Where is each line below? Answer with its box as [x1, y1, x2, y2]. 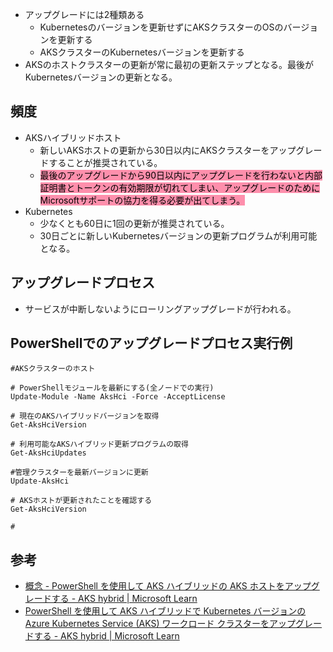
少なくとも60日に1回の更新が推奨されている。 [39, 217, 230, 229]
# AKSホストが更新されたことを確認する [10, 496, 153, 506]
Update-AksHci [10, 476, 70, 487]
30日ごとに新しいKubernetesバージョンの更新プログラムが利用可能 [39, 229, 318, 242]
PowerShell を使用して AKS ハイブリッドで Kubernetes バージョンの [24, 605, 307, 617]
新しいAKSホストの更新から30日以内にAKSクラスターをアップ [39, 144, 297, 156]
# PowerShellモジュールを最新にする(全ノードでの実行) [10, 383, 215, 393]
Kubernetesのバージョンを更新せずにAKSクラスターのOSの [39, 21, 284, 33]
